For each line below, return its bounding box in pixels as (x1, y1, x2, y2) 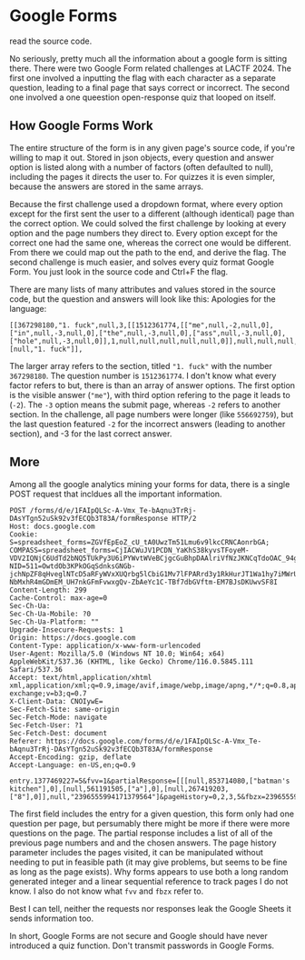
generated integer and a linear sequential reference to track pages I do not (9, 875, 289, 886)
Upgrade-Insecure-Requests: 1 (9, 625, 124, 635)
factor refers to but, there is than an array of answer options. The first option (9, 379, 296, 391)
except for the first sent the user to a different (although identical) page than (9, 208, 295, 219)
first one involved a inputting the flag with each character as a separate (9, 72, 277, 83)
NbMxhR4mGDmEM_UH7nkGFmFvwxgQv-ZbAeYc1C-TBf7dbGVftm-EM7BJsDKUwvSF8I (9, 577, 279, 586)
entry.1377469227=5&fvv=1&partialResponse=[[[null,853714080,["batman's (9, 776, 290, 785)
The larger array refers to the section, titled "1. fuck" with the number (9, 360, 272, 371)
